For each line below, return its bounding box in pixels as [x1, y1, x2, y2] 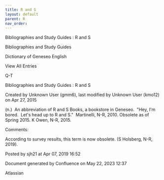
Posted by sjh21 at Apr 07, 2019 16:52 [5, 151, 81, 157]
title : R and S [5, 7, 36, 12]
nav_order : [5, 21, 28, 26]
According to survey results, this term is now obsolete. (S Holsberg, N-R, [5, 136, 153, 142]
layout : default [5, 12, 38, 17]
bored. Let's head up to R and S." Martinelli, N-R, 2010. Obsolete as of [5, 112, 149, 118]
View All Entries [5, 63, 37, 69]
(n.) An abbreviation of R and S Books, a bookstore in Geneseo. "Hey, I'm [5, 107, 156, 112]
